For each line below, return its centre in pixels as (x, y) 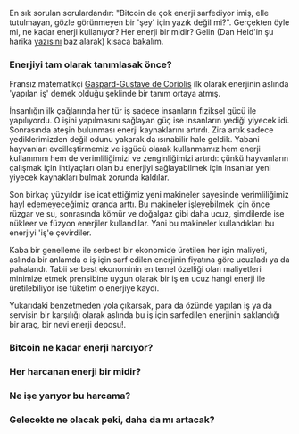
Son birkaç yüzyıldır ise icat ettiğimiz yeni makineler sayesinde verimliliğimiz (149, 195)
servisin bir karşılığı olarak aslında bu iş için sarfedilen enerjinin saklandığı (145, 315)
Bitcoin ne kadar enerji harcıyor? (81, 348)
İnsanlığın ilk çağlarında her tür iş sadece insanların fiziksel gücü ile (133, 111)
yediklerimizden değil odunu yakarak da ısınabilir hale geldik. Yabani (135, 140)
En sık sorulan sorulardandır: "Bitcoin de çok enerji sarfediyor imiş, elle (139, 13)
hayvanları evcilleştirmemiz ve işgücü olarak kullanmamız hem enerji (135, 149)
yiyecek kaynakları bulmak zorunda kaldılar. (89, 177)
